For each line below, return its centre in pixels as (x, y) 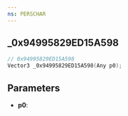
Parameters (34, 88)
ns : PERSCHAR (27, 14)
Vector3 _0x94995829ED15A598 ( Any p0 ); (65, 66)
